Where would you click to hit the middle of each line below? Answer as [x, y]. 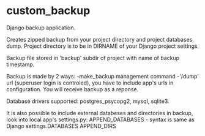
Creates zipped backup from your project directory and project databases [99, 39]
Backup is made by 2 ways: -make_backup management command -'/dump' [103, 76]
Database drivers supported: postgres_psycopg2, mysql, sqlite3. [88, 101]
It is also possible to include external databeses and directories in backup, [100, 113]
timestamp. [20, 64]
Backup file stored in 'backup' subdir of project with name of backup [93, 58]
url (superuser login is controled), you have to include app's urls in [90, 83]
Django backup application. [41, 28]
